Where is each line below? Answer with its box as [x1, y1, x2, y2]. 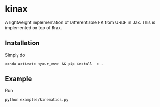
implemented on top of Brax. [5, 24, 62, 30]
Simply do [5, 52, 25, 58]
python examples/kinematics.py [5, 97, 69, 102]
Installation [5, 39, 40, 47]
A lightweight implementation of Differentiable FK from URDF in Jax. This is [5, 20, 156, 25]
